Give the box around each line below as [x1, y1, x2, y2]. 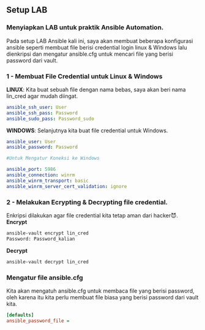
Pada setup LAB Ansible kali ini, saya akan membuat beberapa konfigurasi [6, 37, 193, 45]
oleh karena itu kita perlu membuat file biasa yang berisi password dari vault [6, 293, 199, 301]
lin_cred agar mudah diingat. [6, 92, 78, 100]
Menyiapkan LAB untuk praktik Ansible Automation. [6, 23, 164, 32]
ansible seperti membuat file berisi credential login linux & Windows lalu [6, 43, 187, 51]
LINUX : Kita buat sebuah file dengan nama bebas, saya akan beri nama [6, 86, 186, 93]
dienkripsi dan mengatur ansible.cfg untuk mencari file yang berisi [6, 50, 173, 58]
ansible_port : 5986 [6, 167, 56, 173]
